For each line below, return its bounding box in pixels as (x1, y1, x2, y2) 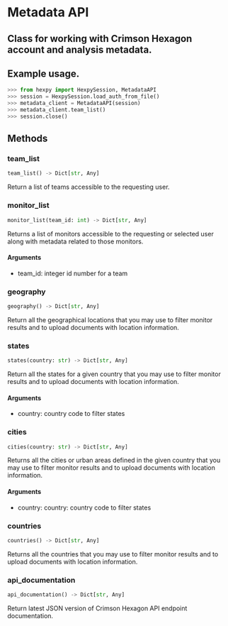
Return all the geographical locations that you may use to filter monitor (7, 315, 213, 324)
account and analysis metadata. (7, 43, 152, 55)
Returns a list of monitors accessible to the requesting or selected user (7, 229, 214, 238)
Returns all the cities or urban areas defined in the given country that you (7, 456, 221, 465)
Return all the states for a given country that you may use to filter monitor (7, 370, 221, 378)
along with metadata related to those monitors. (7, 237, 144, 246)
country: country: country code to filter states (17, 503, 152, 512)
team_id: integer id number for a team (17, 269, 128, 278)
